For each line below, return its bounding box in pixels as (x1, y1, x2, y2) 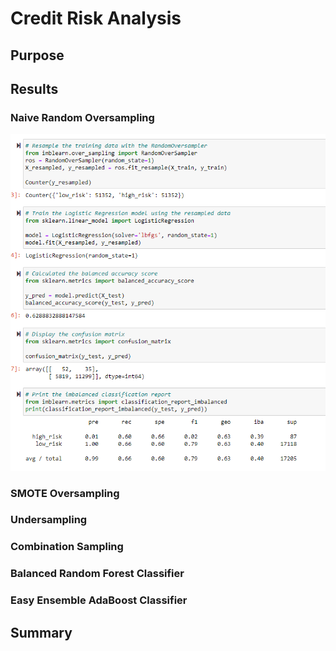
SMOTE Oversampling (10, 486, 120, 500)
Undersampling (10, 513, 88, 527)
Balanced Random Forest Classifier (10, 567, 185, 581)
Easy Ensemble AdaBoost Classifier (10, 593, 188, 607)
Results (10, 80, 59, 97)
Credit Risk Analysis (10, 7, 182, 30)
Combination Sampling (10, 540, 124, 554)
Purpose (10, 47, 65, 64)
